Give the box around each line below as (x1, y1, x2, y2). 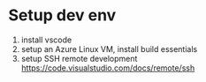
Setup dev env (8, 5, 117, 26)
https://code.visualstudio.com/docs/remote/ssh (20, 63, 195, 73)
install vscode (20, 34, 72, 45)
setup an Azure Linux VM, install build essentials (20, 43, 198, 54)
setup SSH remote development (20, 53, 138, 63)
